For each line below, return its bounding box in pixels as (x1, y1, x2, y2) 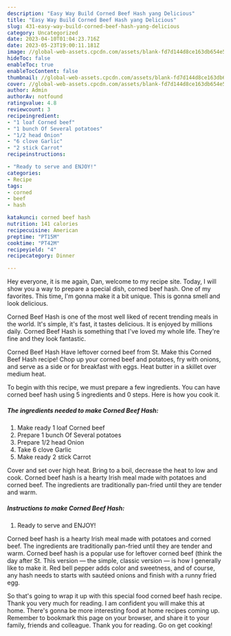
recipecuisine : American (7, 226, 78, 234)
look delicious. (7, 299, 48, 308)
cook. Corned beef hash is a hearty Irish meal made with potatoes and (7, 474, 207, 482)
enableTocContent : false (7, 67, 78, 74)
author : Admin (7, 87, 48, 94)
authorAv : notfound (7, 94, 63, 100)
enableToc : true (7, 61, 54, 68)
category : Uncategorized (7, 29, 78, 36)
